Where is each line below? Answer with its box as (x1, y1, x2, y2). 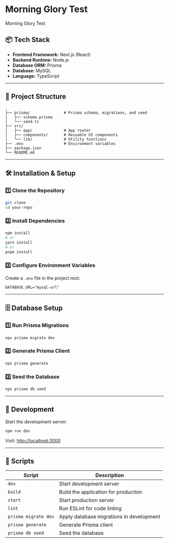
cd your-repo (5, 205, 33, 210)
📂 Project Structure (5, 92, 66, 101)
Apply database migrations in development (59, 513, 160, 520)
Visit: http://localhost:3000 (5, 437, 61, 443)
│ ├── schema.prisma (5, 115, 53, 120)
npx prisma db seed (5, 386, 46, 391)
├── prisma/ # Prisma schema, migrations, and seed (5, 110, 147, 115)
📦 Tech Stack (5, 35, 50, 44)
